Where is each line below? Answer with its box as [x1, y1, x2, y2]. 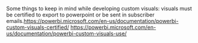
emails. [6, 18, 24, 24]
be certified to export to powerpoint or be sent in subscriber [6, 11, 155, 18]
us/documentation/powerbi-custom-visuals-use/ [6, 30, 127, 37]
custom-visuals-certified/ [6, 24, 70, 31]
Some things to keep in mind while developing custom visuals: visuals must [6, 5, 192, 12]
